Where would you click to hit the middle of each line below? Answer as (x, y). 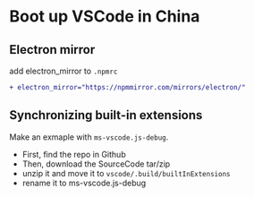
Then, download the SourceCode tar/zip (96, 164)
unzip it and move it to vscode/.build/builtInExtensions (126, 173)
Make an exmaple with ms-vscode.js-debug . (89, 137)
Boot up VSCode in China (105, 17)
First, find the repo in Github (74, 154)
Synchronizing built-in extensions (106, 115)
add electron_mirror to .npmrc (63, 71)
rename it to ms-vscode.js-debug (84, 183)
